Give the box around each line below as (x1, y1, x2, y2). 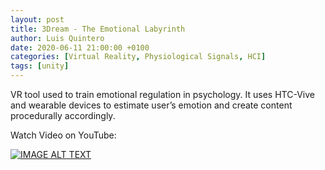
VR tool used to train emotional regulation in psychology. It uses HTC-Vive (10, 89, 315, 100)
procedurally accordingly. (10, 110, 116, 121)
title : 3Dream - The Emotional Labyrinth (10, 24, 186, 34)
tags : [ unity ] (10, 61, 70, 71)
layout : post (10, 14, 65, 25)
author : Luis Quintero (10, 33, 105, 43)
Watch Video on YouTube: (10, 129, 117, 141)
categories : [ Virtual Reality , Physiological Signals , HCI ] (10, 52, 267, 62)
